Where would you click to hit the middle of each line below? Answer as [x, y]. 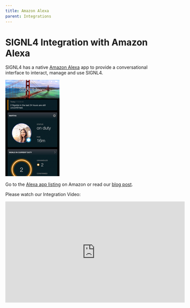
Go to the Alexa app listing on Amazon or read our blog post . [69, 184]
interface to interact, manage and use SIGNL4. [54, 73]
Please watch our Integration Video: [43, 195]
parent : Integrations [28, 16]
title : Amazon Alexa [27, 11]
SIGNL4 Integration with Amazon [77, 42]
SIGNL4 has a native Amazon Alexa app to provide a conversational [76, 67]
